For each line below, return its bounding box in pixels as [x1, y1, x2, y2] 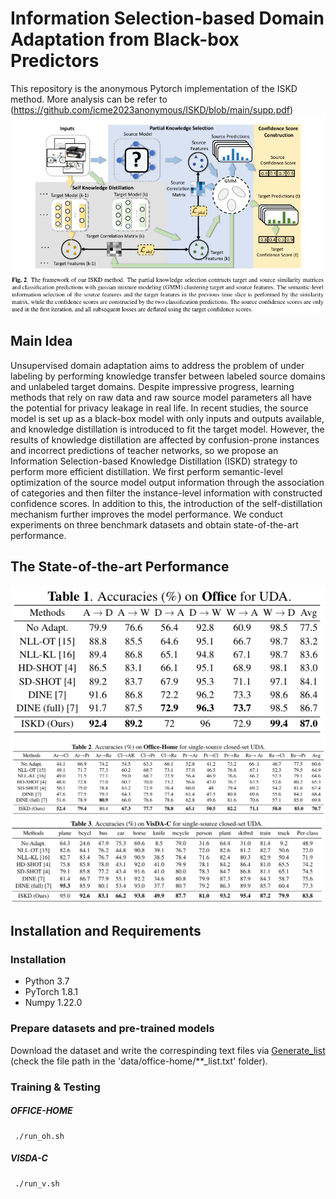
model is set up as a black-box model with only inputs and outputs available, [10, 412, 325, 424]
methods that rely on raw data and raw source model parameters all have [10, 391, 312, 403]
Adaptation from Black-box [10, 28, 240, 51]
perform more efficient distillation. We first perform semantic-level [10, 465, 283, 477]
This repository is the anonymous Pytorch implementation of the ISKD [10, 82, 298, 94]
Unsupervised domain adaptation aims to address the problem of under [10, 359, 305, 371]
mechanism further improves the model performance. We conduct [10, 508, 283, 520]
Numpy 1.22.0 [24, 997, 83, 1009]
